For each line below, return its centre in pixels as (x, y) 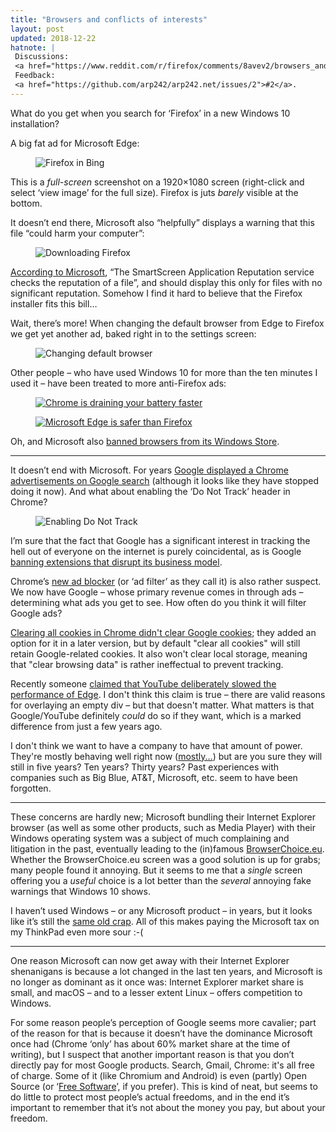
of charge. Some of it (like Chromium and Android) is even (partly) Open (158, 1075)
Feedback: (35, 76)
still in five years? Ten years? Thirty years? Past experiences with (145, 767)
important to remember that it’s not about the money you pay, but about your (168, 1107)
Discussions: (42, 57)
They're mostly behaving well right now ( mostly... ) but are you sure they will (166, 756)
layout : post (37, 29)
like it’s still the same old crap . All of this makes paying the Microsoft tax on (165, 921)
